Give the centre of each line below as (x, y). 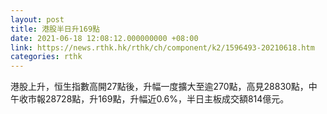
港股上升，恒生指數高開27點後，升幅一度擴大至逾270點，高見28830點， (159, 87)
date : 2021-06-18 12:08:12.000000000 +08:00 (104, 38)
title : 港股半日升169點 (55, 29)
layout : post (37, 19)
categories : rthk (46, 57)
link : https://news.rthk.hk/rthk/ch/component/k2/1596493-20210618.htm (162, 47)
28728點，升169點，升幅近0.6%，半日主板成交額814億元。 (167, 99)
